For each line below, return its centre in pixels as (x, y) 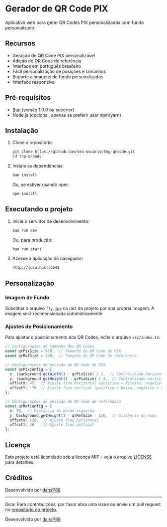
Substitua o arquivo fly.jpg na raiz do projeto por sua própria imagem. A (80, 308)
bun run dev (25, 230)
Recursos (20, 44)
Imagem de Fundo (27, 297)
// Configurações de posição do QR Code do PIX (55, 364)
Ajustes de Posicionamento (39, 326)
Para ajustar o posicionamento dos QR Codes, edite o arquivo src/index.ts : (83, 338)
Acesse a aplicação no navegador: (48, 259)
